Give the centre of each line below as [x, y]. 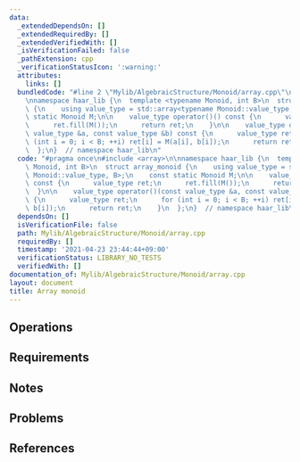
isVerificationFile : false [67, 225]
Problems [37, 419]
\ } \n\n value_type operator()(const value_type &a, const [146, 192]
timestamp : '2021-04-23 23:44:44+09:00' [93, 250]
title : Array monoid [48, 291]
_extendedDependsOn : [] [61, 26]
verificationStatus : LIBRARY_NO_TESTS [90, 258]
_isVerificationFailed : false [73, 51]
